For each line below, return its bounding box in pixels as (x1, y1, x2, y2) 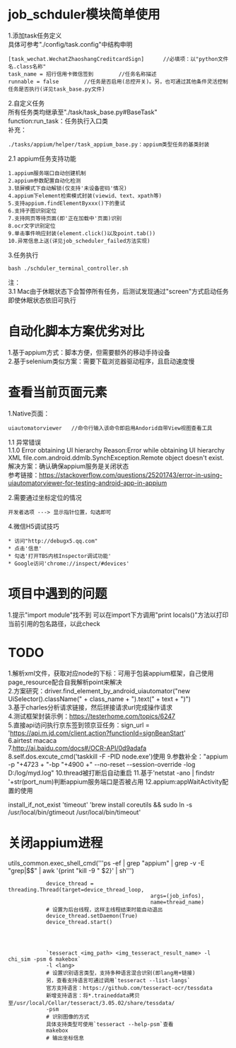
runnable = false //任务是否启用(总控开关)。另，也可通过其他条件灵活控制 (8, 78, 228, 85)
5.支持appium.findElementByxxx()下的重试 (8, 200, 126, 207)
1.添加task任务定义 (8, 31, 62, 40)
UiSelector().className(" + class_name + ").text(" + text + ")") (8, 695, 191, 703)
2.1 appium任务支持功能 (8, 154, 76, 163)
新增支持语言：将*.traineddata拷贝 (45, 992, 140, 999)
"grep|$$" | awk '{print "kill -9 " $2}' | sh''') (8, 866, 135, 875)
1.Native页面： (8, 409, 50, 418)
